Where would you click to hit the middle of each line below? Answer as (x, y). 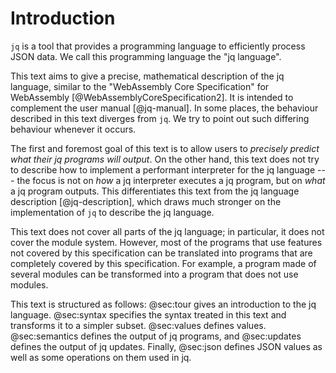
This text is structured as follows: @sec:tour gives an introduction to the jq (163, 304)
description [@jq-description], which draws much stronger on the (146, 201)
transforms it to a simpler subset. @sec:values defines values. (138, 325)
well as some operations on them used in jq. (101, 357)
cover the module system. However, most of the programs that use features (166, 242)
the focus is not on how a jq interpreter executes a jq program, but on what (171, 180)
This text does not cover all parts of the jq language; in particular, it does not (167, 231)
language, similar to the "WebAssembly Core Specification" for (140, 86)
